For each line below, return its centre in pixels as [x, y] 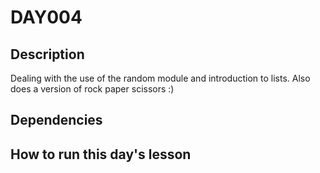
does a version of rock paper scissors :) [92, 89]
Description [47, 54]
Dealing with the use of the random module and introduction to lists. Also [160, 78]
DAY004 [46, 17]
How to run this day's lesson [101, 154]
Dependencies [56, 120]
